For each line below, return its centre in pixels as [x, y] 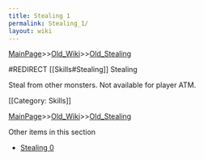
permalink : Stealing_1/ [49, 23]
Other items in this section [52, 132]
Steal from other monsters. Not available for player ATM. [102, 85]
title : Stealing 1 [39, 16]
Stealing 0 [37, 148]
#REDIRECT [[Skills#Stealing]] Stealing [73, 69]
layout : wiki [30, 31]
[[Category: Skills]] [40, 101]
